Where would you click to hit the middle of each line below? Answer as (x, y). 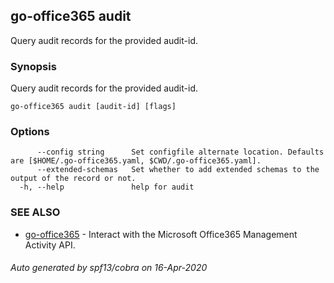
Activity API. (50, 245)
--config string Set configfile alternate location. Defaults (180, 152)
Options (30, 132)
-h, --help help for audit (107, 187)
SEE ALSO (35, 212)
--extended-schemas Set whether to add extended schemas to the (178, 170)
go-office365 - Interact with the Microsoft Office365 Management (161, 234)
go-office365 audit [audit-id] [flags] (93, 107)
